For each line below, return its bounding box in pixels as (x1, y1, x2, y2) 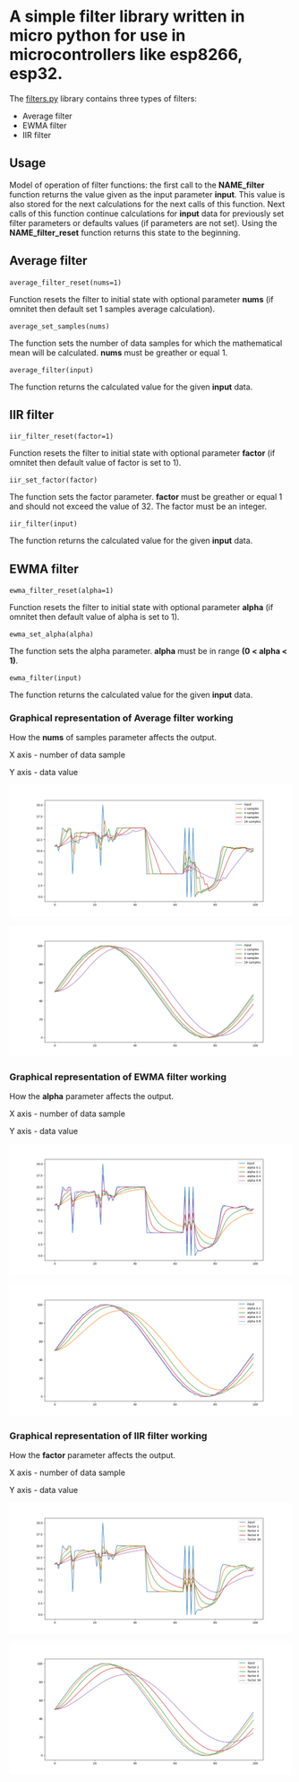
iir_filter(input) (9, 520, 78, 528)
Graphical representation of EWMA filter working (9, 1070, 226, 1083)
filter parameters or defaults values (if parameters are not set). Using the (9, 217, 278, 228)
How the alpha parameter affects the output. (9, 1091, 175, 1102)
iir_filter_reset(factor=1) (9, 432, 115, 441)
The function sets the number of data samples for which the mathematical (9, 337, 283, 348)
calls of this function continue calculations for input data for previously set (9, 208, 285, 219)
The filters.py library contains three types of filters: (9, 92, 197, 104)
